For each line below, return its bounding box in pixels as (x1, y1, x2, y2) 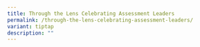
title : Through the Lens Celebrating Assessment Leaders (7, 10, 175, 17)
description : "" (7, 29, 54, 37)
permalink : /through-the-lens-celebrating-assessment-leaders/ (7, 17, 194, 23)
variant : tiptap (7, 23, 54, 30)
